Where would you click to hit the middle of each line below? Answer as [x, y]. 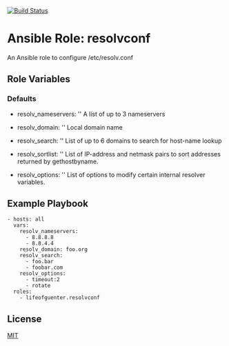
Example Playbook [48, 204]
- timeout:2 [42, 280]
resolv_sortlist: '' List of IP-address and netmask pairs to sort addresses [119, 154]
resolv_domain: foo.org [54, 250]
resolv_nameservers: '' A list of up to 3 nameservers [91, 114]
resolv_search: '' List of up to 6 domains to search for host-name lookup [119, 141]
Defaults [22, 99]
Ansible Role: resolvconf [79, 39]
